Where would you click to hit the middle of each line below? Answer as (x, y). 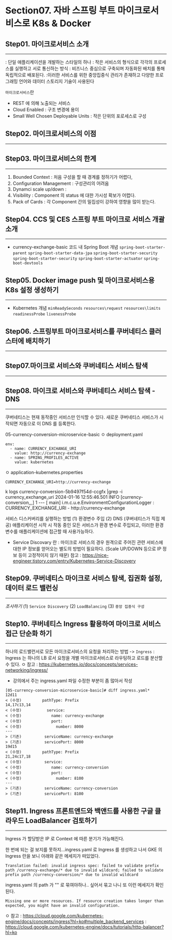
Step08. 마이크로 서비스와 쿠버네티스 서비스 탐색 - (80, 391)
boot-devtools (28, 263)
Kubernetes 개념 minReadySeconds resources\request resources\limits (87, 308)
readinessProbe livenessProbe (45, 314)
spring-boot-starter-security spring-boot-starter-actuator (78, 259)
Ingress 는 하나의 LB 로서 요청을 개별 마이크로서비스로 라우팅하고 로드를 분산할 (84, 658)
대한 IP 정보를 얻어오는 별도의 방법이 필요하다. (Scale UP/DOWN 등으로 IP (87, 549)
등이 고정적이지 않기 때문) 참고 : (50, 555)
